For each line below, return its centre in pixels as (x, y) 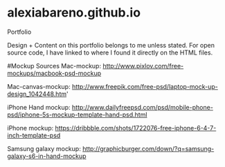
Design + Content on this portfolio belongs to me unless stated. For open (111, 45)
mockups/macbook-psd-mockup (54, 73)
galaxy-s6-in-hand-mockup (47, 156)
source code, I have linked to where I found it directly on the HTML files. (110, 52)
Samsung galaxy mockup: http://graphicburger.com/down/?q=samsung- (111, 148)
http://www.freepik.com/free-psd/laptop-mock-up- (145, 86)
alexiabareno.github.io (74, 13)
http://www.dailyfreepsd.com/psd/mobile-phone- (142, 107)
